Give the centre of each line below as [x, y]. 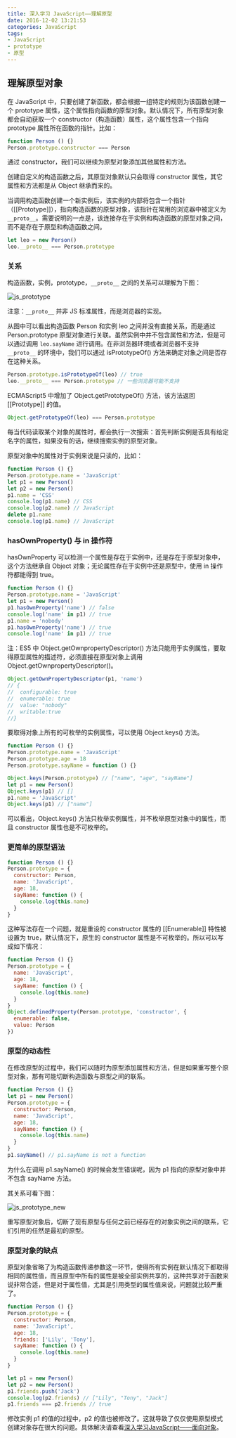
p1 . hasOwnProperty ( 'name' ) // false [61, 608]
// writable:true [34, 712]
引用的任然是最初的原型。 [50, 1230]
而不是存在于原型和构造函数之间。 [57, 227]
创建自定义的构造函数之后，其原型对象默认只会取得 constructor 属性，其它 [115, 177]
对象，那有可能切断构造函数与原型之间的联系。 [81, 1077]
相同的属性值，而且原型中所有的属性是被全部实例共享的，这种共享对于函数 [115, 1276]
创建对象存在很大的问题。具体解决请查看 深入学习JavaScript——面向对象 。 [115, 1427]
